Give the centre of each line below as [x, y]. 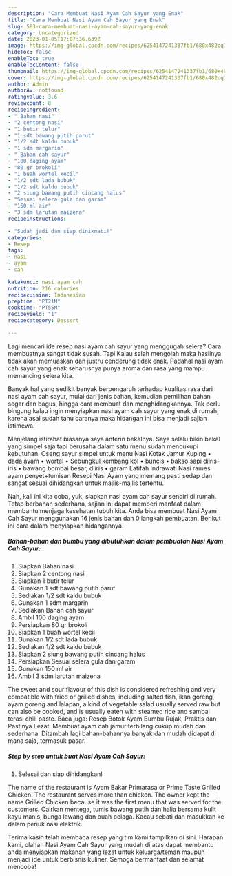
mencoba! [22, 866]
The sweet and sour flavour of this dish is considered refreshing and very [112, 689]
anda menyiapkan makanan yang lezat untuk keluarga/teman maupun [106, 852]
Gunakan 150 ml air [45, 668]
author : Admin [28, 84]
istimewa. [21, 426]
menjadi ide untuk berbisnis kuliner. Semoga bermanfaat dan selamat [106, 859]
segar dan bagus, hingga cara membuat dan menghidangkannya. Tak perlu [114, 404]
